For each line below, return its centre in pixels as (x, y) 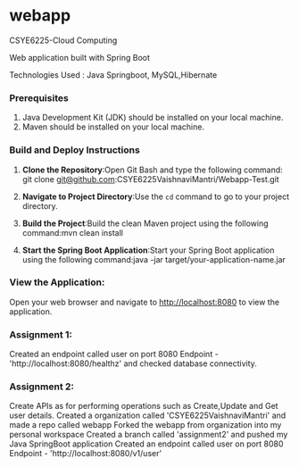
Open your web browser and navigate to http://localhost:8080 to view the (144, 302)
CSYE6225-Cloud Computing (63, 40)
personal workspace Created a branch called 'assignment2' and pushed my (149, 435)
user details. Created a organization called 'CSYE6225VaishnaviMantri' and (148, 415)
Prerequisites (39, 97)
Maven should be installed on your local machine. (113, 127)
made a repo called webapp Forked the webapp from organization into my (145, 425)
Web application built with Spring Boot (79, 57)
